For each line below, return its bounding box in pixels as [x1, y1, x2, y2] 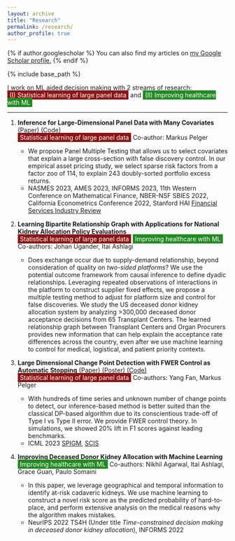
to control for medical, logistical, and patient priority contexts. [27, 345, 206, 353]
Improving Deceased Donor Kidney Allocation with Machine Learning [17, 453, 223, 461]
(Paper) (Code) [17, 126, 62, 134]
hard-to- [198, 496, 223, 505]
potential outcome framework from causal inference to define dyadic [27, 271, 227, 279]
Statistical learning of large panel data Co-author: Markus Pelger [20, 134, 208, 142]
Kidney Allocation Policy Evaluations [17, 227, 127, 236]
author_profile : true [7, 29, 71, 37]
